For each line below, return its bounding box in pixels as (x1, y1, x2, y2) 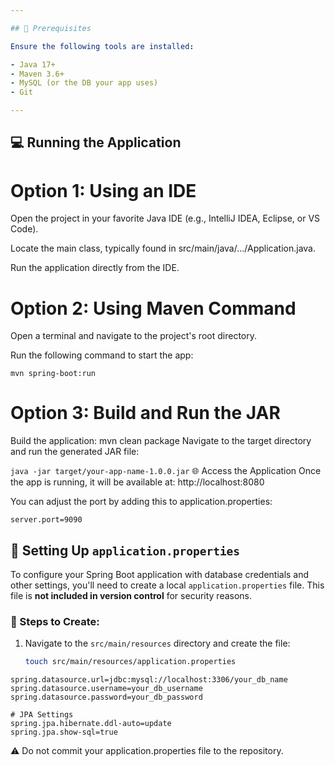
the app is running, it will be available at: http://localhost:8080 (10, 476, 265, 488)
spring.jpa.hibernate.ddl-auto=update (10, 719, 172, 729)
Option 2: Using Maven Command (10, 297, 297, 320)
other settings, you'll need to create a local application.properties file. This (10, 579, 325, 591)
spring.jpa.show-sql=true (10, 727, 118, 738)
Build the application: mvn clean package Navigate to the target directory (10, 435, 312, 447)
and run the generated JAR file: (10, 446, 140, 458)
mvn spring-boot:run (10, 369, 97, 379)
